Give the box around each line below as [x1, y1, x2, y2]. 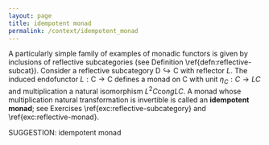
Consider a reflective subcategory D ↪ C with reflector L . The [39, 66, 248, 76]
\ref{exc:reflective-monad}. [8, 112, 99, 122]
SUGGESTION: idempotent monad [8, 127, 122, 137]
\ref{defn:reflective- [184, 57, 252, 67]
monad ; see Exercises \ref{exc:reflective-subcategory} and [8, 103, 207, 113]
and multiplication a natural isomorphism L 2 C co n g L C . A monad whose [8, 85, 242, 96]
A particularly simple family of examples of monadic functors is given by [8, 49, 248, 59]
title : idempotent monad [8, 19, 92, 27]
